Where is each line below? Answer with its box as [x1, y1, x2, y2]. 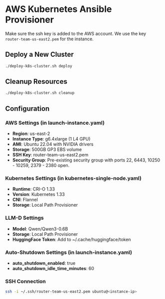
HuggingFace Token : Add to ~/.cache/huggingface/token [12, 236, 131, 242]
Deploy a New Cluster [5, 50, 74, 59]
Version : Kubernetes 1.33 [12, 191, 65, 197]
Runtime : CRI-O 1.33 [12, 186, 55, 192]
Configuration [5, 104, 50, 113]
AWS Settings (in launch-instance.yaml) [5, 119, 105, 126]
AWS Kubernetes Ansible [5, 3, 112, 15]
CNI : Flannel [12, 197, 38, 203]
